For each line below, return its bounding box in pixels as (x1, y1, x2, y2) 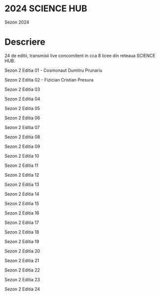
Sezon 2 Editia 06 (4, 115, 40, 121)
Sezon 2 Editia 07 (4, 124, 40, 130)
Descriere (4, 36, 46, 48)
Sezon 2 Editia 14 (4, 191, 40, 197)
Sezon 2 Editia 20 (4, 248, 40, 254)
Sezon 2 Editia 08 (4, 134, 40, 140)
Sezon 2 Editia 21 (4, 257, 39, 263)
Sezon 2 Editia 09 (4, 143, 40, 149)
